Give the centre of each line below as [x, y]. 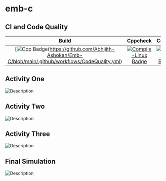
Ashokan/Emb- [65, 55]
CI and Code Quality [37, 27]
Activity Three [28, 134]
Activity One [25, 79]
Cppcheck [139, 41]
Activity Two [25, 107]
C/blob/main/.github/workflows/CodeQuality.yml [64, 61]
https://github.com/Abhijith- [82, 49]
